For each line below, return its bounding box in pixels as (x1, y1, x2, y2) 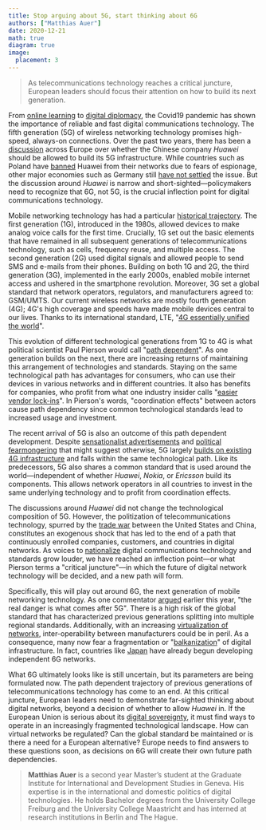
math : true (8, 34, 45, 42)
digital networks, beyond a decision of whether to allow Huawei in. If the (8, 703, 245, 713)
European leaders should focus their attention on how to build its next (27, 86, 256, 96)
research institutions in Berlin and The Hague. (27, 812, 178, 822)
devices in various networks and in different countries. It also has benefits (8, 378, 251, 388)
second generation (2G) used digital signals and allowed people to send (8, 253, 244, 263)
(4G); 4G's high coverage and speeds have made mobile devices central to (8, 304, 255, 314)
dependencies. (8, 754, 57, 764)
